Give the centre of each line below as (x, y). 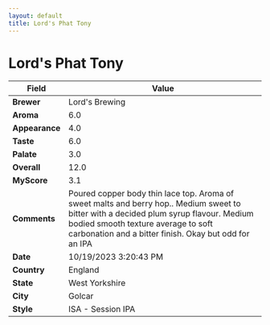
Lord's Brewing (97, 102)
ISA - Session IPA (102, 309)
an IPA (80, 244)
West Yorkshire (97, 283)
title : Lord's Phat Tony (50, 23)
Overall (27, 167)
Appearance (37, 128)
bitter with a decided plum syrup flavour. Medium (161, 214)
